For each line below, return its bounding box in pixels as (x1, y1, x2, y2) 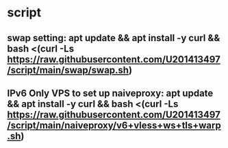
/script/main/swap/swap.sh (7, 64, 129, 76)
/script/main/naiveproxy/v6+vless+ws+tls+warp (7, 119, 221, 131)
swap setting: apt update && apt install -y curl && (7, 32, 220, 44)
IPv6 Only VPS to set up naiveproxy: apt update (7, 87, 214, 99)
